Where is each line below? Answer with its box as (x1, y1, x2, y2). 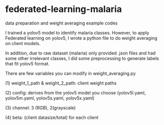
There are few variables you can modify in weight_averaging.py (5, 70, 136, 76)
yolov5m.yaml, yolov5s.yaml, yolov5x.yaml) (5, 95, 95, 101)
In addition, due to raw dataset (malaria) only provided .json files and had (5, 50, 156, 56)
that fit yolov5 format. (5, 60, 50, 66)
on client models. (5, 40, 41, 46)
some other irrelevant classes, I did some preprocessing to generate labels (5, 55, 159, 61)
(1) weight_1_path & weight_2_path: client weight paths (5, 80, 116, 86)
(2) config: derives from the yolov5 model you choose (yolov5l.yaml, (5, 89, 146, 95)
